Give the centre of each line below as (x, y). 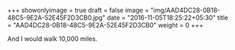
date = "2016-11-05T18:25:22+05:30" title (168, 18)
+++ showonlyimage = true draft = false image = (78, 10)
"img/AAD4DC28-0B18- (185, 10)
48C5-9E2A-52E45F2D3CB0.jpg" (57, 18)
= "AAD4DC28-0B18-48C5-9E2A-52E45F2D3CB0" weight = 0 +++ (105, 25)
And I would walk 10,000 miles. (52, 39)
